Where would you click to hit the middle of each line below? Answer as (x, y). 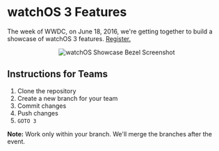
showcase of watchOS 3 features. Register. (69, 38)
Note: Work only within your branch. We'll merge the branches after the (109, 134)
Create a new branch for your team (67, 98)
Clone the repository (47, 90)
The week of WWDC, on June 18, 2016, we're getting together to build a (110, 31)
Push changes (38, 113)
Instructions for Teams (57, 74)
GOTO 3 (27, 121)
